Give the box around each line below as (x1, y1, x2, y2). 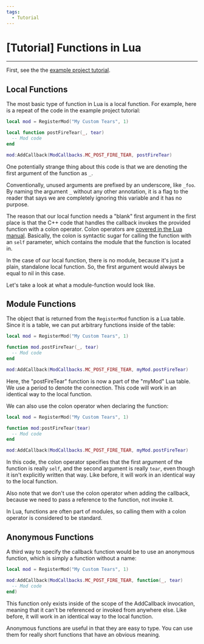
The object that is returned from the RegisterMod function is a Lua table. (6, 315, 185, 323)
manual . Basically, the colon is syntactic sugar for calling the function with (6, 232, 192, 239)
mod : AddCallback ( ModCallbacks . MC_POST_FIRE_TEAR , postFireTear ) (6, 152, 172, 158)
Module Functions (6, 299, 76, 309)
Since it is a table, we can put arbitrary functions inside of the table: (6, 321, 175, 329)
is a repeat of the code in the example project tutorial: (6, 107, 141, 114)
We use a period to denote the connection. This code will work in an (6, 384, 177, 391)
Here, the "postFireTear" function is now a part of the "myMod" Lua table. (6, 377, 191, 385)
